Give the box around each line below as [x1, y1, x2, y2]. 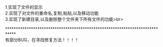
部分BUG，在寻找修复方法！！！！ [9, 37, 80, 43]
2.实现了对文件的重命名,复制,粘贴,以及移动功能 [5, 10, 99, 16]
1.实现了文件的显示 [5, 4, 43, 10]
